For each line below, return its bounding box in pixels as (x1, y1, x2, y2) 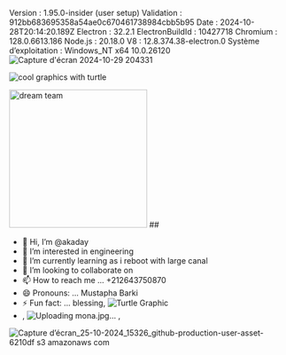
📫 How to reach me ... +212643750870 (21, 275, 166, 285)
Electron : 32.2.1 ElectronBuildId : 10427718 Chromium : (76, 27, 278, 36)
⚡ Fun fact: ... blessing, (21, 297, 106, 308)
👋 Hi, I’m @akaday (21, 237, 89, 247)
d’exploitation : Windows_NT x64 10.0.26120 (9, 45, 171, 56)
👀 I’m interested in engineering (21, 246, 135, 256)
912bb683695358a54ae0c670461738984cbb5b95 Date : (9, 17, 219, 28)
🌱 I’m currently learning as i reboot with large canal (21, 256, 208, 265)
